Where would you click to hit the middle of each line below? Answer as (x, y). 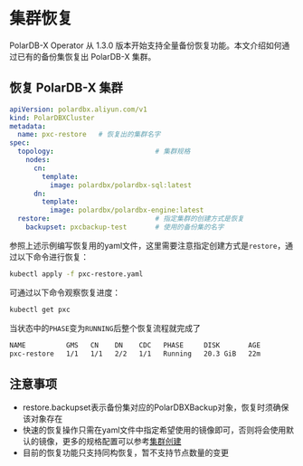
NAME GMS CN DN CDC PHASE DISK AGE (135, 345)
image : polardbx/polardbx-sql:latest (121, 185)
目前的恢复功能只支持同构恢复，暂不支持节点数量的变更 (125, 452)
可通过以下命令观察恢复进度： (65, 292)
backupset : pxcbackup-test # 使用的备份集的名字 (125, 227)
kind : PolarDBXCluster (52, 118)
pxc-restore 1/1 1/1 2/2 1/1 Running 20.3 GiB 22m (135, 354)
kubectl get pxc (40, 309)
